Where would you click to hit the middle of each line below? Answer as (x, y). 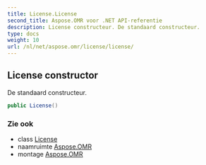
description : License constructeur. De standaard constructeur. (104, 27)
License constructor (53, 75)
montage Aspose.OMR (50, 154)
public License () (33, 106)
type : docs (23, 34)
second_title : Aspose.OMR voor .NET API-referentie (85, 21)
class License (37, 139)
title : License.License (42, 14)
